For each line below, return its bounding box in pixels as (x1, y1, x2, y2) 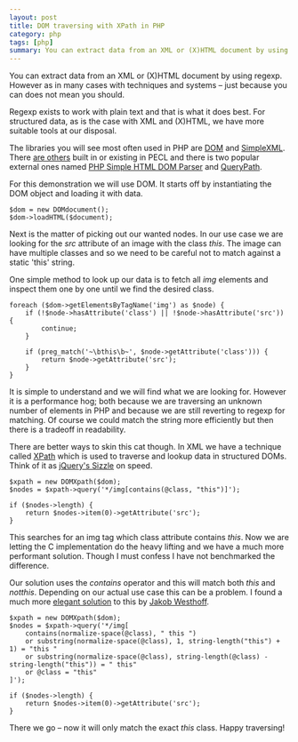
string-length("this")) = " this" (9, 660, 138, 669)
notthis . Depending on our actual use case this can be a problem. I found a (9, 587, 283, 598)
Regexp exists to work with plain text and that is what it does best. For (9, 107, 265, 117)
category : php (9, 29, 62, 38)
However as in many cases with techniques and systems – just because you (9, 80, 287, 91)
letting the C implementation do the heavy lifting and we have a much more (9, 541, 285, 552)
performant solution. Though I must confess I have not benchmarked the (9, 551, 276, 562)
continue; (41, 324, 77, 333)
